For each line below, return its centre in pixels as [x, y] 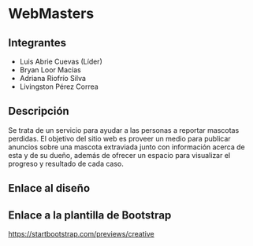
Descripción [39, 111]
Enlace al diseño [49, 188]
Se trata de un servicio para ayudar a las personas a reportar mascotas [124, 130]
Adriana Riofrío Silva [53, 78]
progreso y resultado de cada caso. [66, 163]
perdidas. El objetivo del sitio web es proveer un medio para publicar [119, 138]
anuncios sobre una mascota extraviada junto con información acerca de [127, 147]
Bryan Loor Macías [50, 70]
